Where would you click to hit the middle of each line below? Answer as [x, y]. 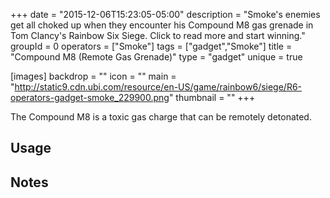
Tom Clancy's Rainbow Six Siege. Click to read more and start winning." [158, 35]
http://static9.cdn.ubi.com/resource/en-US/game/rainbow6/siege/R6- [158, 87]
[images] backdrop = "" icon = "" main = [93, 76]
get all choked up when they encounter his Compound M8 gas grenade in [162, 25]
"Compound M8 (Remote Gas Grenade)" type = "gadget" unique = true [156, 57]
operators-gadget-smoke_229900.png [90, 97]
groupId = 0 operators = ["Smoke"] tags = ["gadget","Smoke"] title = [151, 46]
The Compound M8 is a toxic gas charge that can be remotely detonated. [161, 117]
